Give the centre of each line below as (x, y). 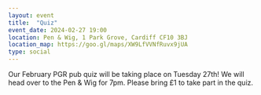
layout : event (31, 15)
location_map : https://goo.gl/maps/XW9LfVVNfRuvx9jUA (98, 45)
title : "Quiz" (33, 23)
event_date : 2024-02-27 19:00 (58, 30)
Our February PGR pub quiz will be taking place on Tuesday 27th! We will (127, 74)
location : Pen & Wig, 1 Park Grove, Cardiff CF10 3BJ (98, 37)
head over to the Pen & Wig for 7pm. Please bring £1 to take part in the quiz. (131, 82)
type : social (29, 52)
